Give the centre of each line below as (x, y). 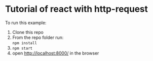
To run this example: (26, 23)
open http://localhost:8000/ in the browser (56, 53)
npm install (24, 43)
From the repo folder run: (38, 37)
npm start (22, 48)
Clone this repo (28, 32)
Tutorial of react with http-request (76, 9)
